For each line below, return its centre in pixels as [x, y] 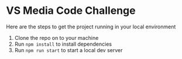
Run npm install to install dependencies [63, 44]
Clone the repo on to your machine [56, 38]
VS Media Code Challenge [71, 11]
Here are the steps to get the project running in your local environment [91, 27]
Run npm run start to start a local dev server [68, 50]
